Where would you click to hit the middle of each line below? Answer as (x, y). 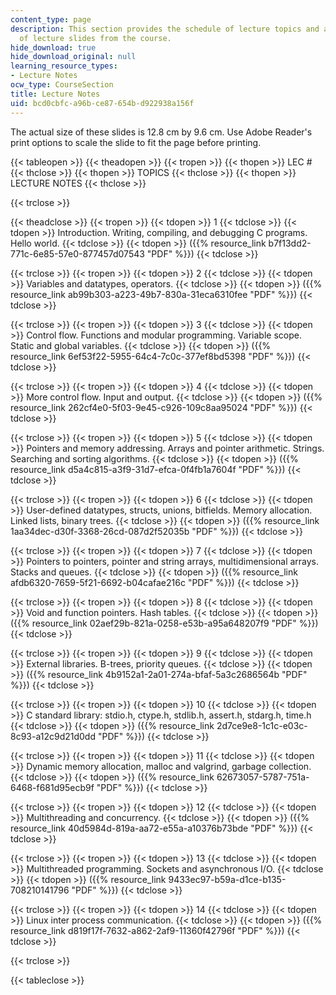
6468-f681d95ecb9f (52, 787)
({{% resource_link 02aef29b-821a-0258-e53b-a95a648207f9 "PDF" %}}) (164, 623)
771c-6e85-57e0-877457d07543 (77, 253)
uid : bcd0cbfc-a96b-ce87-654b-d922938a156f (102, 103)
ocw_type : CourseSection (62, 85)
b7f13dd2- (290, 243)
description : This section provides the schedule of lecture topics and (165, 29)
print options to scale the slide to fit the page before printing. (136, 142)
